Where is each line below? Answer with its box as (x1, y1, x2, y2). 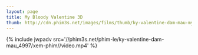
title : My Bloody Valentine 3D (6, 14, 83, 20)
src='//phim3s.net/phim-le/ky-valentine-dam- (52, 36, 164, 43)
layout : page (6, 8, 38, 15)
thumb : (6, 20, 22, 25)
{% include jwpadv (6, 36, 52, 43)
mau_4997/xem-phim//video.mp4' (6, 42, 89, 49)
